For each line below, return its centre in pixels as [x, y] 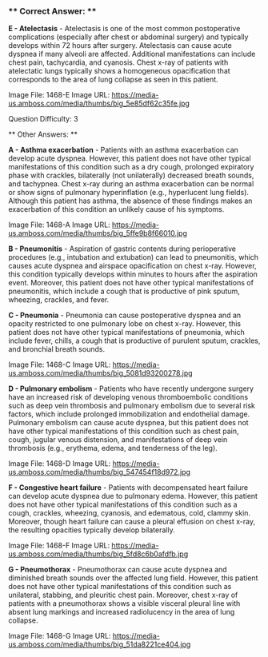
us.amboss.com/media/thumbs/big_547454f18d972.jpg [99, 472]
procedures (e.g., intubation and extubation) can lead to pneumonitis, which [133, 257]
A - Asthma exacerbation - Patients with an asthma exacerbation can [123, 150]
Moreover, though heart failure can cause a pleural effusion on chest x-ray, [132, 522]
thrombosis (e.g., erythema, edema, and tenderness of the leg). [113, 448]
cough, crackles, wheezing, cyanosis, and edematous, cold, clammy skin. [129, 513]
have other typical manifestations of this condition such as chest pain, [124, 431]
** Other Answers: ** [43, 134]
